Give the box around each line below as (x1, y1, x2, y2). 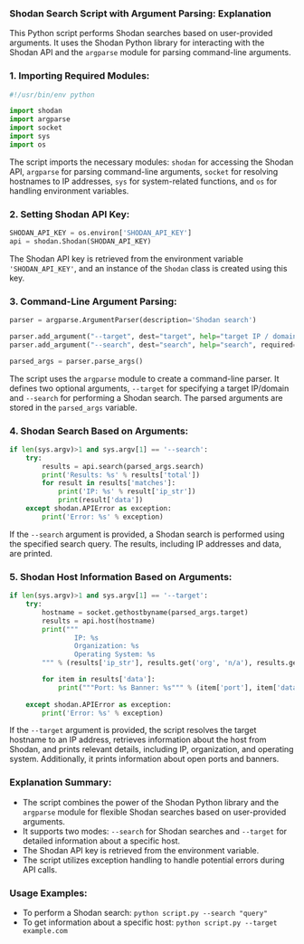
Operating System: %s (73, 650, 156, 659)
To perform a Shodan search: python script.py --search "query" (22, 908, 269, 918)
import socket (9, 123, 63, 133)
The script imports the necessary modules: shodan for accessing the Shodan (9, 157, 294, 167)
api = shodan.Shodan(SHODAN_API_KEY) (9, 237, 152, 246)
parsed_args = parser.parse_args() (9, 357, 144, 366)
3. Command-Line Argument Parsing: (9, 295, 178, 308)
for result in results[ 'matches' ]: (42, 479, 176, 488)
